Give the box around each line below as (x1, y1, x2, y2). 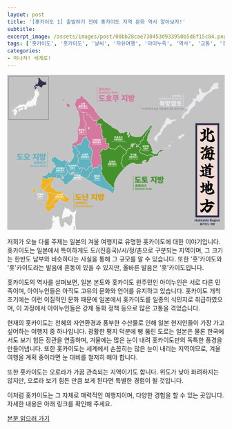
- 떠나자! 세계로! (7, 55, 52, 62)
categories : (7, 48, 41, 54)
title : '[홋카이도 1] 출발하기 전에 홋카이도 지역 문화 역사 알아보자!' (7, 18, 186, 26)
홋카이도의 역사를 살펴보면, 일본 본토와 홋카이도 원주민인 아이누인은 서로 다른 (7, 278, 214, 286)
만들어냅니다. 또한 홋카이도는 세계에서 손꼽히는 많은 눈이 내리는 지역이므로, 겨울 (7, 345, 221, 353)
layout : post (7, 11, 45, 18)
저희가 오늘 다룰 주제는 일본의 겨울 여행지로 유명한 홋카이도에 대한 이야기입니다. (7, 238, 221, 246)
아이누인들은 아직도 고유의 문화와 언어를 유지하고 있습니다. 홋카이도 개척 (27, 287, 221, 295)
